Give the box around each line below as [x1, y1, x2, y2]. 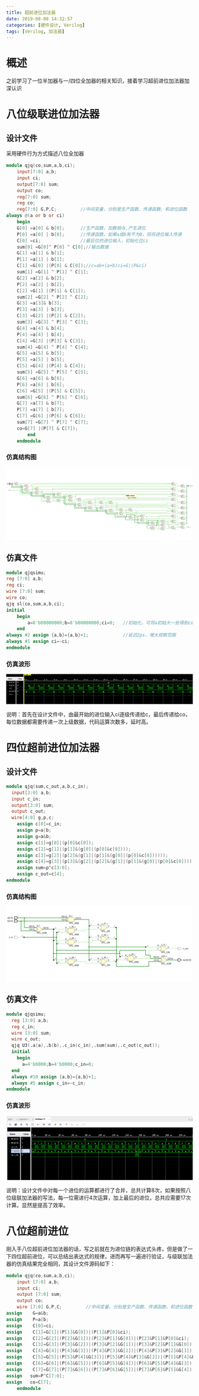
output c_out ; [11, 808, 46, 814]
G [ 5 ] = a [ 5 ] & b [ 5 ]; [17, 350, 65, 356]
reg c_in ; [11, 1024, 36, 1030]
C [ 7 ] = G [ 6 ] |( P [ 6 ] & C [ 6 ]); [17, 413, 86, 419]
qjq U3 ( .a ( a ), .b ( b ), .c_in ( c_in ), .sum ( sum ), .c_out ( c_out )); [11, 1042, 161, 1049]
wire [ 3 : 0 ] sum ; [11, 1030, 52, 1036]
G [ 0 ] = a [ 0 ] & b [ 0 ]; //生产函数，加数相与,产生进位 [17, 225, 146, 231]
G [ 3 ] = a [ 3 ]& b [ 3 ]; [17, 300, 62, 306]
